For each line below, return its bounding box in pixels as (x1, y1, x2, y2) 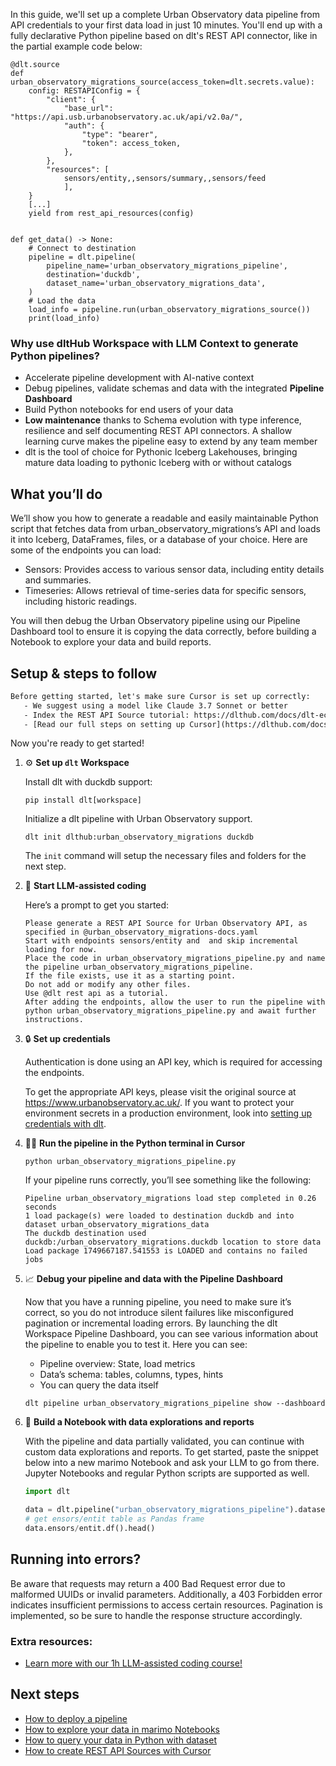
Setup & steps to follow (10, 665, 157, 682)
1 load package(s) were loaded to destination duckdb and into (24, 1211, 295, 1221)
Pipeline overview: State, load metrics (39, 1358, 196, 1370)
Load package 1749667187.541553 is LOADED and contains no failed (24, 1246, 308, 1256)
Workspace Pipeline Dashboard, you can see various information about (24, 1328, 319, 1340)
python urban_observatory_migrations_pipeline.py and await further (24, 1006, 317, 1016)
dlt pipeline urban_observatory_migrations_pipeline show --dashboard (24, 1399, 326, 1409)
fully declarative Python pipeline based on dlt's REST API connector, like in (10, 30, 318, 41)
